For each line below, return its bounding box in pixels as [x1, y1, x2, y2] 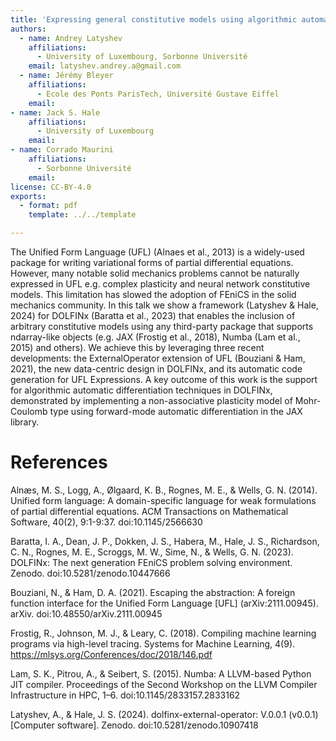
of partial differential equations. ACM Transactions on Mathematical [10, 505, 289, 517]
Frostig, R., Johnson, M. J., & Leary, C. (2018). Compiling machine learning [10, 627, 317, 639]
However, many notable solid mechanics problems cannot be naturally [10, 267, 300, 279]
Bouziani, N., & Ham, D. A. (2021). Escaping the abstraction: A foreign [10, 586, 296, 598]
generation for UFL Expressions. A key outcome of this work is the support [10, 374, 318, 385]
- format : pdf [19, 201, 78, 211]
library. [10, 416, 40, 428]
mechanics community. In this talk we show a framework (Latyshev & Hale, [10, 299, 319, 311]
